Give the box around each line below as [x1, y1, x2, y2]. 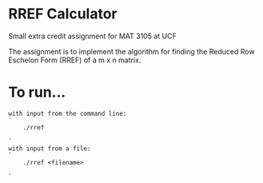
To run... [8, 83, 66, 101]
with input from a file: [8, 145, 91, 153]
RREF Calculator [8, 5, 118, 23]
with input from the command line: [8, 109, 127, 117]
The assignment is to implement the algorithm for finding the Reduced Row [8, 46, 255, 56]
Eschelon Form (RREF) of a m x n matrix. [8, 55, 141, 65]
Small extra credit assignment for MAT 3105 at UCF [8, 31, 177, 41]
